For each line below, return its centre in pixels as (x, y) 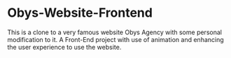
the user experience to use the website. (64, 47)
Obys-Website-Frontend (80, 13)
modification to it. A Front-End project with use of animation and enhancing (115, 39)
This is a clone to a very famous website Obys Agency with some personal (115, 32)
